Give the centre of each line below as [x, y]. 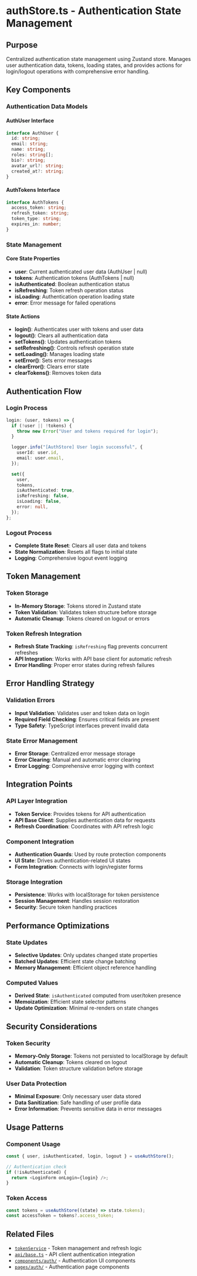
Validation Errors [30, 700]
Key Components [38, 90]
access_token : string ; [39, 208]
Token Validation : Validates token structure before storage [86, 612]
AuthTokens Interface [33, 189]
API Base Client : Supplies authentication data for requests [85, 820]
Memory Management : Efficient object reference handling [85, 967]
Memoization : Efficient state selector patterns [70, 1002]
